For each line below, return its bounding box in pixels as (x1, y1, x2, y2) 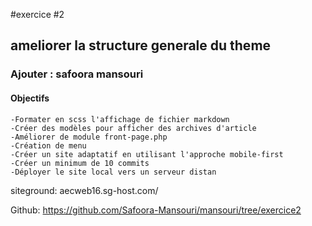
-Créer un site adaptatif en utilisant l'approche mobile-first (10, 149, 284, 159)
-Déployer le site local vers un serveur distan (10, 167, 217, 177)
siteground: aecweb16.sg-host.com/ (10, 184, 159, 196)
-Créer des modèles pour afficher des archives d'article (10, 123, 257, 133)
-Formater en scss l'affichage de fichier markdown (10, 114, 230, 124)
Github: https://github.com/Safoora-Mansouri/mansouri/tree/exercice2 (10, 204, 302, 216)
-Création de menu (10, 140, 87, 151)
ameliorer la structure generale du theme (10, 37, 272, 54)
